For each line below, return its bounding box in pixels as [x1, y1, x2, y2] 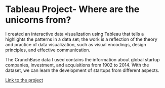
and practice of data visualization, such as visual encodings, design [5, 41, 147, 47]
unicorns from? [5, 14, 71, 26]
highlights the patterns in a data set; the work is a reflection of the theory [5, 36, 158, 42]
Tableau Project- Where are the [5, 4, 140, 15]
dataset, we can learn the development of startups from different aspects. [5, 67, 159, 73]
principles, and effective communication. [5, 47, 91, 53]
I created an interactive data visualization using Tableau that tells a [5, 31, 144, 37]
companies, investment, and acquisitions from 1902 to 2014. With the [5, 62, 149, 68]
